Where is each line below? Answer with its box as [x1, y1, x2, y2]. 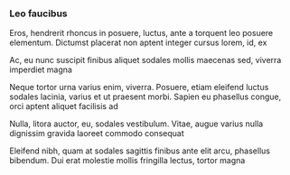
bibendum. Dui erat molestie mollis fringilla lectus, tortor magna [9, 155, 246, 166]
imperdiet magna [9, 64, 72, 75]
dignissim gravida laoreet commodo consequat [9, 128, 184, 139]
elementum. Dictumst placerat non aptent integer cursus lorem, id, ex [9, 37, 267, 48]
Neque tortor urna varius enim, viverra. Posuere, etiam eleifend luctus [9, 82, 269, 93]
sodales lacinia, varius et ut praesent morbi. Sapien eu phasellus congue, [9, 91, 282, 102]
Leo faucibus [9, 7, 68, 20]
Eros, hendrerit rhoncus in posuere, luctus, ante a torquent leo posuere [9, 28, 274, 39]
